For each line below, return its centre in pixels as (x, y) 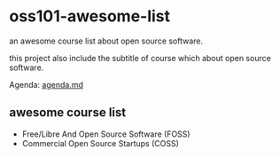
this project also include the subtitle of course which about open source (140, 58)
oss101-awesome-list (90, 16)
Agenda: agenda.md (47, 84)
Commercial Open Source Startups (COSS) (101, 143)
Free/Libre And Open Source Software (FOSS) (106, 134)
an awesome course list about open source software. (106, 41)
